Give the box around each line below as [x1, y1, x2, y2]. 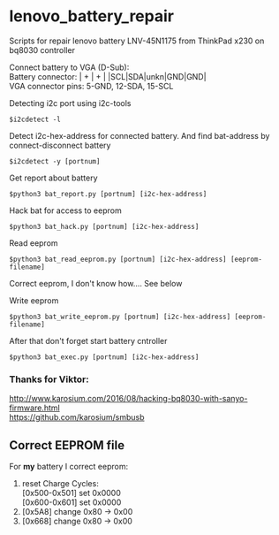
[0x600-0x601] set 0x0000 [21, 497, 122, 508]
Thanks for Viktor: [9, 373, 90, 386]
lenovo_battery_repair [9, 6, 175, 27]
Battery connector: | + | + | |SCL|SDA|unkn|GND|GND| [9, 71, 207, 81]
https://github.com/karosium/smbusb [9, 412, 145, 423]
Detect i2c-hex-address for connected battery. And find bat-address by [9, 130, 270, 141]
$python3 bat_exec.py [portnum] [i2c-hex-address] [9, 352, 200, 362]
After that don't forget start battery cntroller [9, 335, 168, 346]
